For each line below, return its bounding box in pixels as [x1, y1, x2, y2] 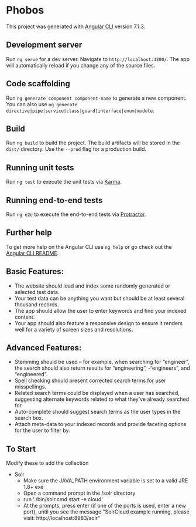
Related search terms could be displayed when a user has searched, [14, 390, 180, 397]
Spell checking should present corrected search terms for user [14, 377, 167, 384]
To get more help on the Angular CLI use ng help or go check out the [6, 243, 172, 250]
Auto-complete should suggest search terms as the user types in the [14, 408, 181, 415]
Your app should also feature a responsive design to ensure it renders [14, 319, 183, 326]
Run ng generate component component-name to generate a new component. [6, 94, 187, 102]
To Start [6, 444, 36, 454]
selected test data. [14, 288, 60, 295]
